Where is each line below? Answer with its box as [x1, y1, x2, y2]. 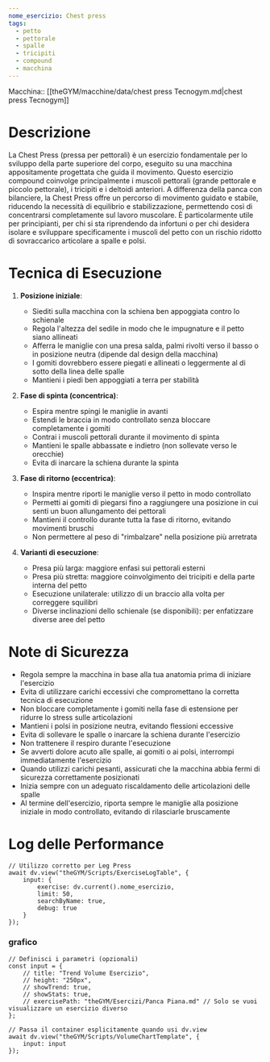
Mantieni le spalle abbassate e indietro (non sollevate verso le [31, 441, 238, 450]
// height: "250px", [23, 976, 92, 985]
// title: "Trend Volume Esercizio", [23, 969, 150, 977]
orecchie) [31, 449, 64, 458]
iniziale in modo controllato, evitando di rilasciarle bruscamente [19, 806, 231, 816]
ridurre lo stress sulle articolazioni [19, 712, 133, 722]
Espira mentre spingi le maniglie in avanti [31, 406, 168, 416]
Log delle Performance [8, 834, 164, 853]
